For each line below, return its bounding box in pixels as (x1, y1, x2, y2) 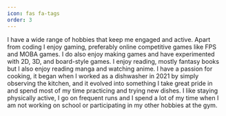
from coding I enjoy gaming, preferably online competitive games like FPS (7, 43, 217, 51)
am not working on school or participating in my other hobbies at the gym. (7, 101, 218, 109)
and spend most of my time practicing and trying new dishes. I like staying (7, 86, 218, 95)
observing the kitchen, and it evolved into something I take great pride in (7, 79, 213, 87)
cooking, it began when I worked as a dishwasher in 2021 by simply (7, 71, 199, 80)
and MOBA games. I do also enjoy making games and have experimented (7, 49, 215, 58)
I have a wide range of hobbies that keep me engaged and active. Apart (7, 35, 211, 43)
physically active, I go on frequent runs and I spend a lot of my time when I (7, 93, 219, 102)
